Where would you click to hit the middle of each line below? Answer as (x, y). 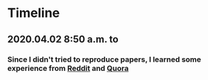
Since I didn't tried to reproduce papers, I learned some (104, 59)
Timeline (34, 13)
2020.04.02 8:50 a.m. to (63, 39)
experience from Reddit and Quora (68, 68)
